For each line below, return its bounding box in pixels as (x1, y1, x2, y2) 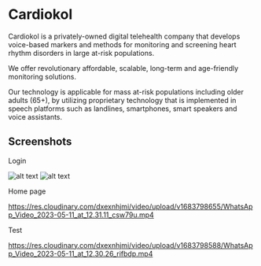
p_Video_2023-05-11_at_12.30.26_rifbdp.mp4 (8, 249, 153, 258)
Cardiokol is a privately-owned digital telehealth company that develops (8, 31, 241, 41)
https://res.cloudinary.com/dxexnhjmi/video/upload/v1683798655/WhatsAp (8, 201, 253, 211)
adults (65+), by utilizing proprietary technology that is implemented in (8, 95, 237, 105)
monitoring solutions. (8, 72, 77, 81)
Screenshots (8, 135, 72, 149)
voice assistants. (8, 112, 63, 121)
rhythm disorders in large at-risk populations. (8, 48, 155, 57)
